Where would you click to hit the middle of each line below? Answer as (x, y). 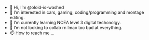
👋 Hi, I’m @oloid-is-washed (37, 7)
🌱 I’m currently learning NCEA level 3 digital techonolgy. (65, 22)
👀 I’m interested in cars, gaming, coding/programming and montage (77, 12)
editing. (17, 17)
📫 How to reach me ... (32, 33)
